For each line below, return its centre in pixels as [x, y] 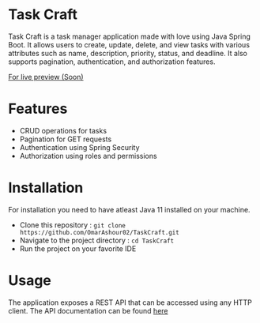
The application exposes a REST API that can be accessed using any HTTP [130, 302]
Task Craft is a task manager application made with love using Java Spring [130, 36]
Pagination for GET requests [66, 139]
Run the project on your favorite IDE [78, 248]
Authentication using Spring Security [79, 147]
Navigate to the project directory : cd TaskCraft [97, 240]
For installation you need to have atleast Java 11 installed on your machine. [129, 209]
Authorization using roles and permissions [88, 156]
